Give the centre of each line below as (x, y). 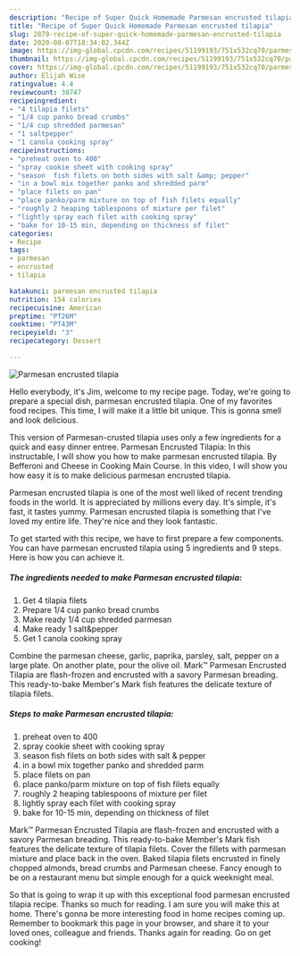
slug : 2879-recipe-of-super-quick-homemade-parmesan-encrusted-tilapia (145, 34)
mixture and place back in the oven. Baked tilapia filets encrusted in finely (145, 858)
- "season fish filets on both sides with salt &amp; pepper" (129, 175)
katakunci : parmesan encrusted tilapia (83, 291)
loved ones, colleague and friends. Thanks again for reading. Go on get (140, 932)
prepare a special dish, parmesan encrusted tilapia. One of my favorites (141, 401)
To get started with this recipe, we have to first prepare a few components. (146, 538)
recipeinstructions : (48, 150)
